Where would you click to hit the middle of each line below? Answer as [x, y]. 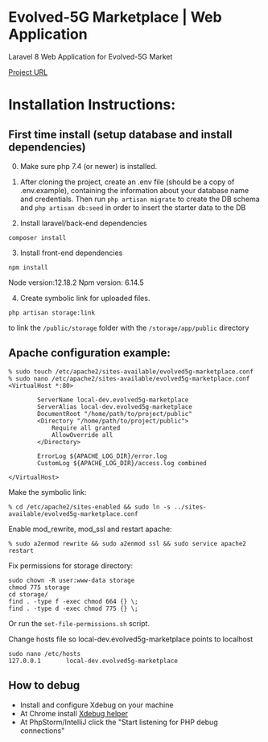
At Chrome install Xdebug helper [74, 713]
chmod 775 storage [39, 587]
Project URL [28, 72]
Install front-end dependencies [71, 253]
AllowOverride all [82, 435]
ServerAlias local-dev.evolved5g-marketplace [115, 406]
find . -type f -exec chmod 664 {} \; [73, 601]
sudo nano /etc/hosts [45, 653]
